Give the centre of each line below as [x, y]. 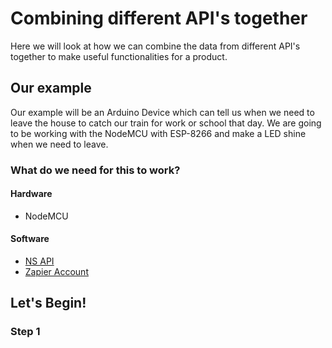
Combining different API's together [159, 18]
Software [30, 239]
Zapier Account [56, 272]
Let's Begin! [48, 303]
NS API [39, 261]
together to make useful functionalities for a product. [119, 56]
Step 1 [25, 332]
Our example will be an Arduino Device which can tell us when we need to [162, 112]
